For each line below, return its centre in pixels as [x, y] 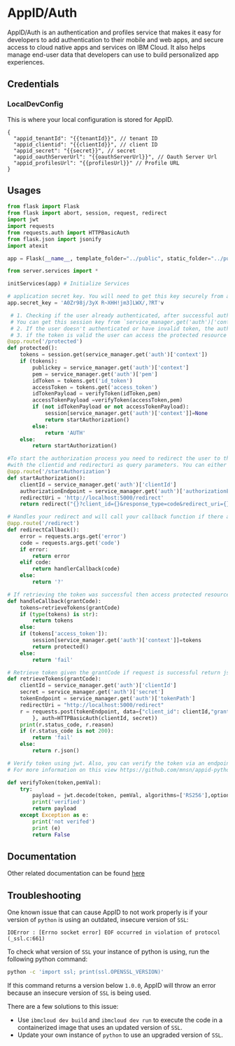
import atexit [28, 246]
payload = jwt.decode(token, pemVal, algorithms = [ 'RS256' [119, 796]
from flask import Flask [43, 207]
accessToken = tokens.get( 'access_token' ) [95, 387]
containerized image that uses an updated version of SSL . [100, 1028]
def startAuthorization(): [47, 478]
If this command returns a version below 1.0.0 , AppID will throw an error [112, 986]
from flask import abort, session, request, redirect [87, 213]
